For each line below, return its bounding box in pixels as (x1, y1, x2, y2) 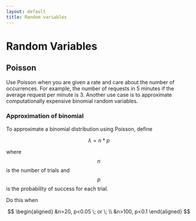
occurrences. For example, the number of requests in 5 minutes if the (6, 85, 175, 92)
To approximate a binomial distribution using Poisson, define (6, 125, 153, 133)
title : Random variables (6, 14, 67, 20)
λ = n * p (88, 137, 110, 144)
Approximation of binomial (6, 112, 84, 120)
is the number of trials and (6, 166, 70, 174)
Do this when (6, 196, 38, 203)
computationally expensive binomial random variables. (6, 97, 138, 104)
